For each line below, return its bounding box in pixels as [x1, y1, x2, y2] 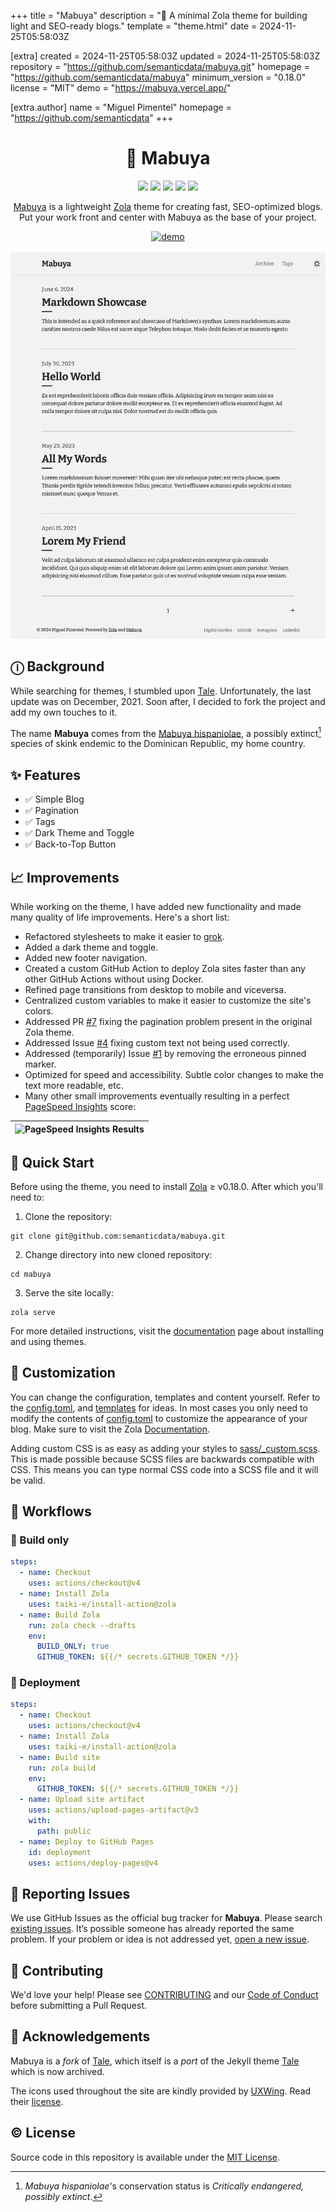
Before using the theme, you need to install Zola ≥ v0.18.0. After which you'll [10, 1180, 323, 1192]
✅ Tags [24, 816, 56, 828]
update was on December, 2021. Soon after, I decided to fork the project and [10, 695, 326, 707]
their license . [10, 2095, 64, 2107]
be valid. [10, 1474, 46, 1486]
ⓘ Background [10, 658, 105, 675]
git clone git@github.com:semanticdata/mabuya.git [10, 1231, 226, 1241]
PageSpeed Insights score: [24, 1101, 137, 1113]
